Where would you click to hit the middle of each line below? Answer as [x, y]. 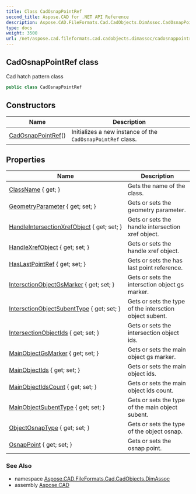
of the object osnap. [155, 431]
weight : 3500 [22, 33]
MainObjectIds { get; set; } [45, 370]
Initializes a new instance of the [114, 132]
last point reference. [155, 268]
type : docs [19, 28]
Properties [26, 159]
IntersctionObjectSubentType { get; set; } [65, 309]
